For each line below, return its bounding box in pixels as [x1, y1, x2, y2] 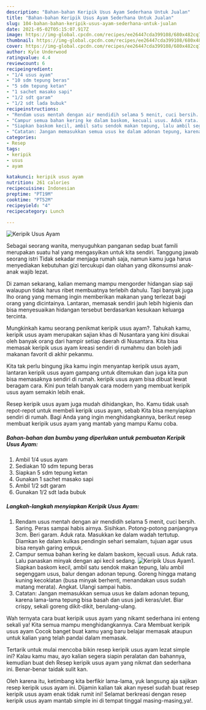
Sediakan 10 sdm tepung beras [15, 462, 94, 470]
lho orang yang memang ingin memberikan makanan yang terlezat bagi [6, 293, 186, 300]
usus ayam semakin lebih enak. [6, 389, 86, 396]
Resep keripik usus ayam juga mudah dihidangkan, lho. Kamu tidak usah [6, 400, 189, 408]
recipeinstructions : [6, 105, 59, 112]
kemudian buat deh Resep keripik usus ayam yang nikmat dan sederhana [6, 659, 191, 666]
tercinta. [6, 313, 28, 320]
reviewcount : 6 [6, 60, 45, 66]
